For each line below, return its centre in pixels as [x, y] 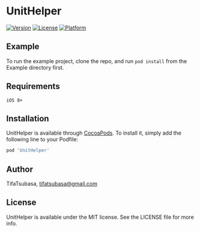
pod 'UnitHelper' [28, 151]
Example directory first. [35, 67]
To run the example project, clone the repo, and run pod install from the [97, 61]
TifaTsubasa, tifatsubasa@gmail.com [52, 184]
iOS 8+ [14, 100]
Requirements [33, 86]
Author [20, 169]
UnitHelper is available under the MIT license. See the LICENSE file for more [100, 217]
